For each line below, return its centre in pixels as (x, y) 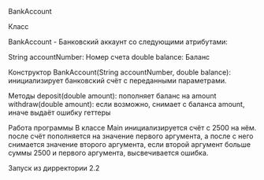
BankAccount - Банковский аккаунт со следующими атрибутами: (118, 42)
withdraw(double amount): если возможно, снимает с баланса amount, (126, 104)
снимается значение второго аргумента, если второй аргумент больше (129, 144)
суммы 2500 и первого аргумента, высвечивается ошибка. (108, 153)
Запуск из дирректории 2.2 (54, 168)
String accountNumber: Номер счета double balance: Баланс (109, 57)
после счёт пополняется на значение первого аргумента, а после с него (131, 136)
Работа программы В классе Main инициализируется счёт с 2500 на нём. (132, 128)
